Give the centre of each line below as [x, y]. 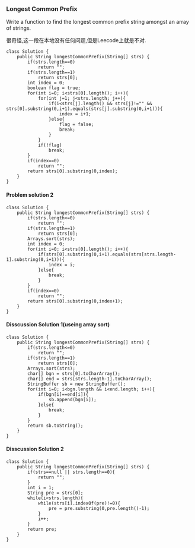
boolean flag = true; [54, 88]
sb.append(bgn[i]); [72, 399]
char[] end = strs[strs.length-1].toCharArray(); [90, 379]
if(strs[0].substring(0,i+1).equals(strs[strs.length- [107, 254]
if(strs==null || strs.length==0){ [71, 472]
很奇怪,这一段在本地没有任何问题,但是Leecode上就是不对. [76, 40]
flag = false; [76, 125]
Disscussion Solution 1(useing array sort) [58, 325]
